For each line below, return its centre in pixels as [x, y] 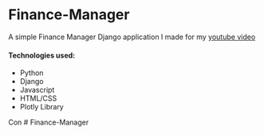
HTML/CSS [38, 98]
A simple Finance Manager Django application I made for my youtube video [132, 37]
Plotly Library [41, 107]
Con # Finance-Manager [49, 122]
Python [32, 73]
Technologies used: [42, 55]
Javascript [37, 90]
